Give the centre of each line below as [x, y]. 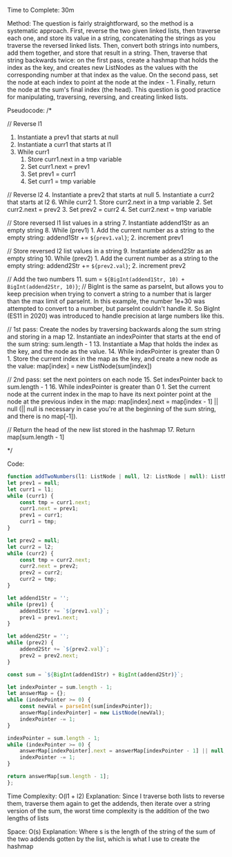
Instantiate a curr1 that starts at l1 [64, 144]
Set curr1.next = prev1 [58, 166]
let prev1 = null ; [33, 483]
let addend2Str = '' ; [38, 636]
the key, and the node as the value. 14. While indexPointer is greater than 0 [113, 351]
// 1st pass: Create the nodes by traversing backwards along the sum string [114, 329]
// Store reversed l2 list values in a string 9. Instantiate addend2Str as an [110, 251]
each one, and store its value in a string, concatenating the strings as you [112, 38]
